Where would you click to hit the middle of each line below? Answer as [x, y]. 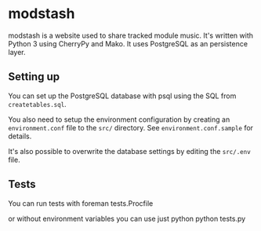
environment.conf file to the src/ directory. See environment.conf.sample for [130, 127]
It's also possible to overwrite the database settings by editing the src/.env [129, 151]
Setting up [34, 77]
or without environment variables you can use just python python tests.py [127, 218]
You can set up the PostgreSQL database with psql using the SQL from [122, 96]
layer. [17, 52]
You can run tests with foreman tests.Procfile [81, 203]
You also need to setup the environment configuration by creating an [119, 119]
